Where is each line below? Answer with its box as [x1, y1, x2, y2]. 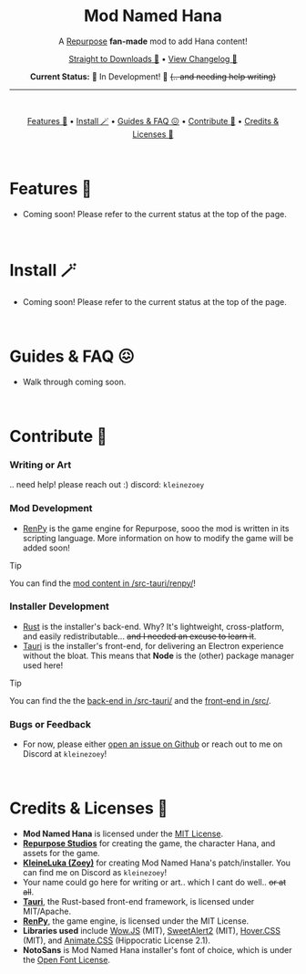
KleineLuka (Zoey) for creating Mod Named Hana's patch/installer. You [22, 857, 291, 868]
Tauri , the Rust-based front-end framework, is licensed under [22, 896, 255, 907]
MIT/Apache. [22, 906, 71, 917]
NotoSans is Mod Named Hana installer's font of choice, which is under [22, 945, 292, 956]
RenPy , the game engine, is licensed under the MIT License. [22, 916, 250, 927]
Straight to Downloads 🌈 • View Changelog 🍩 [67, 53, 239, 64]
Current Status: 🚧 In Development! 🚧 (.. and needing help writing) [30, 70, 276, 82]
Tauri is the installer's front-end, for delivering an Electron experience [22, 640, 284, 651]
